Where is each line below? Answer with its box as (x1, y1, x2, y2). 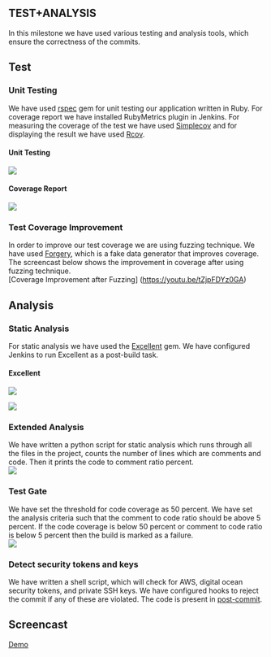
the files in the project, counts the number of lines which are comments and (8, 449, 261, 459)
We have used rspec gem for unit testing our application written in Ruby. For (8, 103, 263, 113)
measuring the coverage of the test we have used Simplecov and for (8, 120, 238, 130)
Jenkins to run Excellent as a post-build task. (8, 350, 159, 359)
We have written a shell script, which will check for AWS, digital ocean (8, 577, 243, 586)
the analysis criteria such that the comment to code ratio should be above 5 (8, 512, 261, 523)
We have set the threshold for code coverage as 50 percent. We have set (8, 504, 253, 514)
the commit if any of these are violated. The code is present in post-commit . (8, 594, 263, 604)
